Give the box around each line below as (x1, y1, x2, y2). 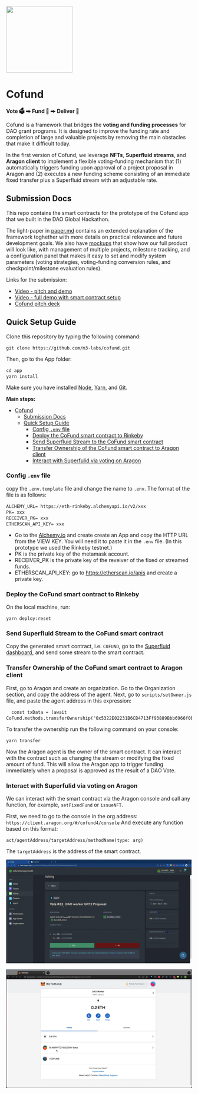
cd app (6, 367, 22, 374)
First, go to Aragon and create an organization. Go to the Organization (6, 684, 176, 691)
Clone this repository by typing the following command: (6, 333, 141, 340)
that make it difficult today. (6, 140, 71, 147)
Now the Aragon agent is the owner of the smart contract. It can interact (6, 748, 181, 755)
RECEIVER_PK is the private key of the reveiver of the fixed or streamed (14, 556, 189, 563)
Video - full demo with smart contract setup (14, 293, 121, 301)
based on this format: (6, 825, 58, 832)
